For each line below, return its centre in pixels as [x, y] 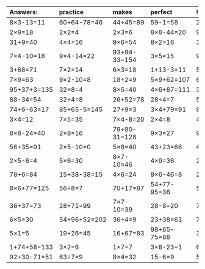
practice [71, 12]
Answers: [23, 12]
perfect [161, 12]
